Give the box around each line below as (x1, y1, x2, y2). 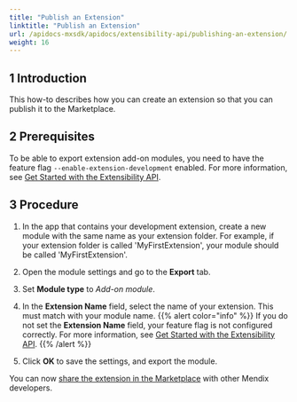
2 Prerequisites (9, 130, 96, 145)
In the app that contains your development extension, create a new (21, 221, 267, 232)
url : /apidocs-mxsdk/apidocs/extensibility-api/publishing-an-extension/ (9, 29, 288, 38)
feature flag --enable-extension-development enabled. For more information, (9, 162, 288, 173)
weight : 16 (9, 37, 50, 47)
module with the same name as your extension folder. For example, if (21, 230, 275, 240)
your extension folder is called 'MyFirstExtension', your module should (21, 240, 279, 250)
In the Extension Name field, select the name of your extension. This (21, 301, 274, 311)
